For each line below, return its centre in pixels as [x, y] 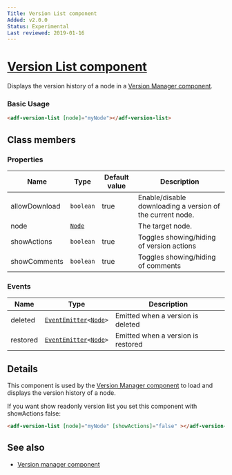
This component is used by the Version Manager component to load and [110, 386]
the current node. [166, 215]
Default [116, 177]
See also [26, 448]
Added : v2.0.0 [28, 20]
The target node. [165, 226]
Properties [25, 159]
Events [19, 286]
